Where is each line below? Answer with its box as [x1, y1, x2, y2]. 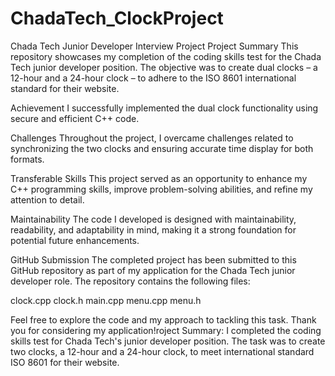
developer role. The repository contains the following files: [10, 275, 251, 287]
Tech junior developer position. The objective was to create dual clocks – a [10, 61, 318, 73]
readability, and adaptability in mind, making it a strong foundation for [10, 223, 297, 236]
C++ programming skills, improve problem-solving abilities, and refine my [10, 183, 313, 195]
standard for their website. [10, 82, 120, 94]
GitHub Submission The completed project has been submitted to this [10, 253, 297, 266]
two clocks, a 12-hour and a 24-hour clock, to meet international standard [10, 345, 315, 357]
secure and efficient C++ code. [10, 112, 140, 124]
